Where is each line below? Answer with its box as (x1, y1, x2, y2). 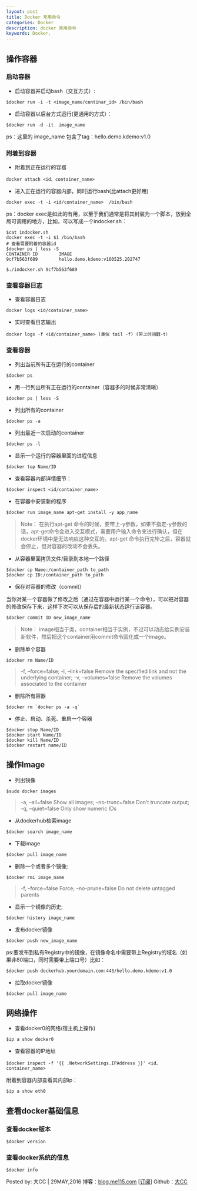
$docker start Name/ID (6, 732, 62, 738)
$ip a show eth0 (6, 1089, 46, 1094)
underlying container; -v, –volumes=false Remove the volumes (20, 674, 172, 681)
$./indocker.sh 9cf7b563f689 (6, 267, 78, 273)
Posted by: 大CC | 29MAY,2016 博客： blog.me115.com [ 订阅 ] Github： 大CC (6, 1178, 188, 1185)
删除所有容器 (14, 692, 46, 699)
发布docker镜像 (14, 925, 53, 933)
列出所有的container (14, 406, 64, 413)
